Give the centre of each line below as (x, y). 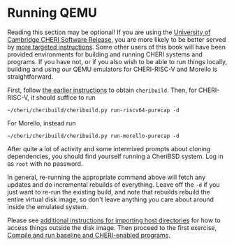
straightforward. (30, 76)
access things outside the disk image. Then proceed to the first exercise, (112, 227)
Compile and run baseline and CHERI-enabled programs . (89, 235)
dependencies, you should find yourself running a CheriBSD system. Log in (115, 156)
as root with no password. (45, 163)
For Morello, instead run (42, 123)
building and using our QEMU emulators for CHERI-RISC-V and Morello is (112, 69)
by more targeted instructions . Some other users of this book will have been (116, 47)
